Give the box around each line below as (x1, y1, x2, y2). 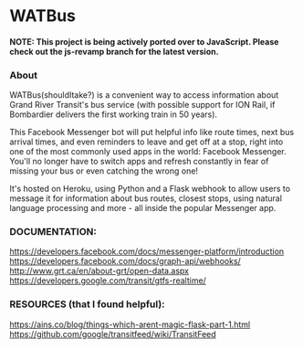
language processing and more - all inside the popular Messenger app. (9, 203, 277, 214)
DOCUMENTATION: (9, 226, 98, 238)
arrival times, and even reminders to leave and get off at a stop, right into (9, 136, 284, 147)
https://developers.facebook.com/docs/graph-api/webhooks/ (9, 256, 242, 267)
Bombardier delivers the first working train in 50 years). (9, 109, 217, 120)
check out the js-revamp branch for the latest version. (9, 46, 219, 57)
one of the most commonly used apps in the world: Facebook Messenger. (9, 146, 287, 157)
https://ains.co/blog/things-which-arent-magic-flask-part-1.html (9, 319, 251, 330)
